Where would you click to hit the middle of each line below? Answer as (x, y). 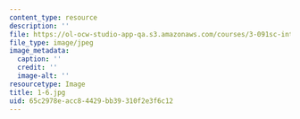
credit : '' (37, 68)
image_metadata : (39, 51)
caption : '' (40, 59)
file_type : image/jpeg (51, 42)
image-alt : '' (43, 76)
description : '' (39, 26)
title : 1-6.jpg (37, 92)
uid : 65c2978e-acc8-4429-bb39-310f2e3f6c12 (92, 101)
